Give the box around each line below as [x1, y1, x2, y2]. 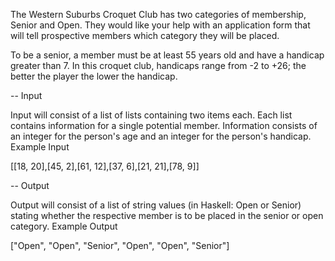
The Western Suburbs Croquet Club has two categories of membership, [10, 9, 307, 20]
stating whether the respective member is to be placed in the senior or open [10, 210, 324, 221]
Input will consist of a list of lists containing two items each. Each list [10, 109, 293, 121]
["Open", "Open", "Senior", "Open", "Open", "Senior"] [10, 240, 230, 251]
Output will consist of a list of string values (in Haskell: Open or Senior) [10, 199, 302, 211]
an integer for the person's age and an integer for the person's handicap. [10, 130, 312, 142]
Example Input [10, 141, 70, 153]
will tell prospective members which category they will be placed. [10, 30, 280, 41]
